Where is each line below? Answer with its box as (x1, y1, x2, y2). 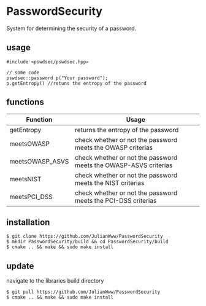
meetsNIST (9, 175, 42, 183)
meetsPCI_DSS (9, 192, 53, 201)
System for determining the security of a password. (6, 25, 137, 32)
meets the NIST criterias (74, 178, 145, 187)
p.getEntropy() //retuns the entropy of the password (6, 80, 147, 87)
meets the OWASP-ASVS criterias (74, 161, 173, 170)
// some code (6, 69, 40, 76)
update (6, 261, 34, 271)
